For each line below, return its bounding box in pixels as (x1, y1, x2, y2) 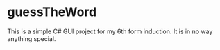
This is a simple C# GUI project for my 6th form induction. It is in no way (7, 27, 213, 35)
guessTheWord (7, 4, 97, 20)
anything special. (7, 34, 56, 42)
